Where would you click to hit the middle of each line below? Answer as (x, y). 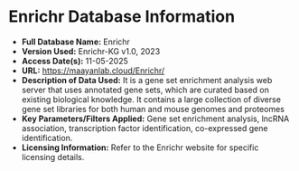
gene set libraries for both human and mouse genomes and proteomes (153, 109)
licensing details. (53, 157)
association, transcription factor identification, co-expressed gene (145, 128)
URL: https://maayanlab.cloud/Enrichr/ (93, 71)
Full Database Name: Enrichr (75, 42)
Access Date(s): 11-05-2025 (75, 61)
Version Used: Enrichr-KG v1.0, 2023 (91, 51)
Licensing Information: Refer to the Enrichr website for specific (140, 147)
